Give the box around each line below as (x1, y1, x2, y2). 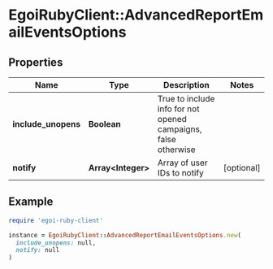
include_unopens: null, (15, 238, 96, 247)
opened (157, 114, 187, 124)
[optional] (223, 163, 261, 173)
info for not (157, 103, 200, 115)
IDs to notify (157, 167, 205, 178)
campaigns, (157, 124, 202, 135)
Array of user (157, 157, 209, 168)
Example (8, 195, 54, 209)
